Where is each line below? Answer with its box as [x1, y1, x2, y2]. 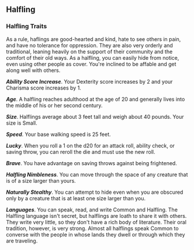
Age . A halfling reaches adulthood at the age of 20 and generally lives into [6, 95, 185, 102]
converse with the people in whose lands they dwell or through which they [6, 231, 185, 238]
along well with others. [6, 67, 61, 74]
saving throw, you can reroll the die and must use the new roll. [6, 148, 155, 155]
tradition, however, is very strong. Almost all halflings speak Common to [6, 225, 179, 232]
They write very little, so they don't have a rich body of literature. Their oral [6, 218, 187, 225]
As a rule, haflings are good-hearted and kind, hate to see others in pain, [6, 35, 181, 43]
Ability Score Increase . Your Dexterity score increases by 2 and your [6, 78, 173, 85]
